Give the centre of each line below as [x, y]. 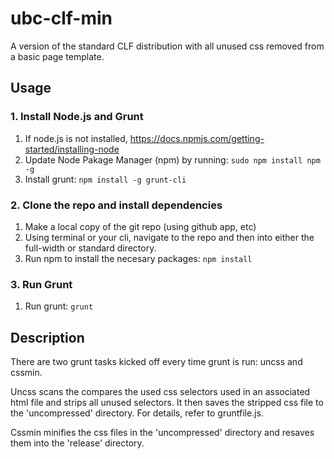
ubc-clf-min [61, 18]
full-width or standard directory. [90, 248]
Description [47, 337]
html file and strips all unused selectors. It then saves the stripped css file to [167, 403]
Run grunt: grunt [59, 306]
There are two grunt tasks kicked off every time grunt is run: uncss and [156, 362]
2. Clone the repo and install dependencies [116, 205]
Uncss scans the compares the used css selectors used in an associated [160, 392]
